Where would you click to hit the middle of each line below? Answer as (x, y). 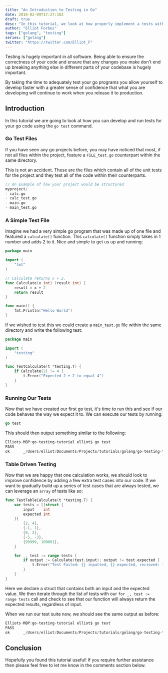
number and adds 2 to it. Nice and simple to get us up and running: (74, 242)
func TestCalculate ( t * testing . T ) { (43, 367)
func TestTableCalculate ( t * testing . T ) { (49, 500)
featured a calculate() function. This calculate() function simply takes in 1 (83, 237)
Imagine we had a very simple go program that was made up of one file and (83, 231)
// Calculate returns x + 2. (35, 278)
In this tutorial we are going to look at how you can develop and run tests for (83, 120)
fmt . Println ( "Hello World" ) (43, 311)
